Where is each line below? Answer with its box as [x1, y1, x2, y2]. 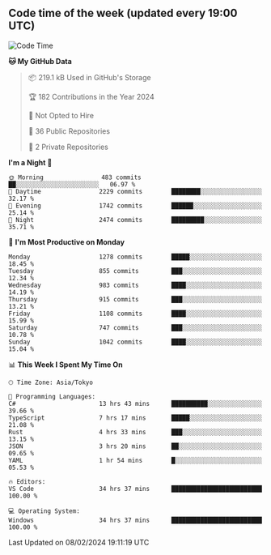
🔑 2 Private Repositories [28, 142, 109, 152]
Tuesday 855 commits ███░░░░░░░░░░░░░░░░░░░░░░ [8, 267, 263, 275]
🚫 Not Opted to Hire [28, 110, 95, 120]
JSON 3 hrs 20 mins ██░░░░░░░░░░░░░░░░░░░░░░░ [8, 442, 263, 450]
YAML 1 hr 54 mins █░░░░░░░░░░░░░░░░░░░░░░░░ [8, 456, 263, 464]
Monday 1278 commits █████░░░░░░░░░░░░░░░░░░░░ [8, 253, 263, 261]
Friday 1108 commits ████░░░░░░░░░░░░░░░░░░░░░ [8, 310, 263, 318]
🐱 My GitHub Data [8, 56, 73, 66]
